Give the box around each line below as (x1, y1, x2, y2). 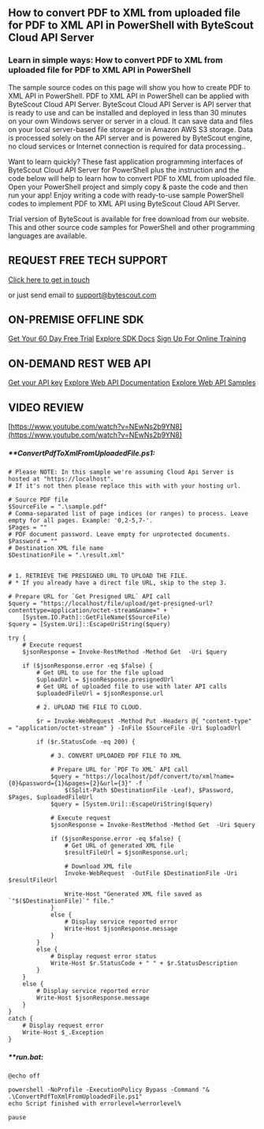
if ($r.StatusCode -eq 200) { (36, 738, 136, 746)
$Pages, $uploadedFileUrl (8, 793, 93, 801)
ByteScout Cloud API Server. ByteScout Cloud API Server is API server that (8, 99, 251, 109)
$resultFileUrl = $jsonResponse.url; (64, 848, 189, 856)
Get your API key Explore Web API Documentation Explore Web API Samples (8, 378, 256, 387)
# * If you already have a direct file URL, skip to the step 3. (8, 579, 227, 587)
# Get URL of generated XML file (64, 841, 175, 849)
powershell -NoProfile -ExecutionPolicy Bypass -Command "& (8, 1086, 210, 1093)
